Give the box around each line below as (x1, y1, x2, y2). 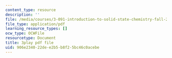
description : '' (5, 12, 40, 17)
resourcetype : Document (5, 36, 56, 41)
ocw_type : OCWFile (5, 31, 45, 36)
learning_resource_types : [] (5, 26, 68, 31)
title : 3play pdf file (5, 40, 54, 45)
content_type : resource (5, 7, 56, 13)
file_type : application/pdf (5, 21, 66, 27)
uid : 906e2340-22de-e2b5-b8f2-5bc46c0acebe (5, 45, 100, 50)
